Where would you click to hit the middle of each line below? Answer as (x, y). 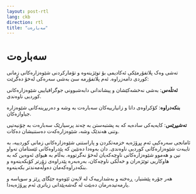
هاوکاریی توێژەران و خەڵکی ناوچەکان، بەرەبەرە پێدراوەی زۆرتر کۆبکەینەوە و (88, 161)
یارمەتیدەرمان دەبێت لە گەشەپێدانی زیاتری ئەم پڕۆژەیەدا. (68, 185)
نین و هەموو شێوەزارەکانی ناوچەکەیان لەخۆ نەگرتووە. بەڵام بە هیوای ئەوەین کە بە (94, 155)
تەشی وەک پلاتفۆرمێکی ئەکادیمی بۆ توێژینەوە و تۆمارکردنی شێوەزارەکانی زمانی (92, 73)
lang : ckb (19, 17)
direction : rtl (25, 22)
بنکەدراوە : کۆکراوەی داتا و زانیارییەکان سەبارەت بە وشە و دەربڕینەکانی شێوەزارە (93, 108)
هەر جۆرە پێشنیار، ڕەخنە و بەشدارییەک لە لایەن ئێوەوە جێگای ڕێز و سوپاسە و (90, 179)
